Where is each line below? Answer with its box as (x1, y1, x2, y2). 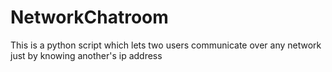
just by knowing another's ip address (10, 49, 163, 61)
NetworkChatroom (10, 6, 169, 29)
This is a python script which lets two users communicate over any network (10, 39, 322, 51)
